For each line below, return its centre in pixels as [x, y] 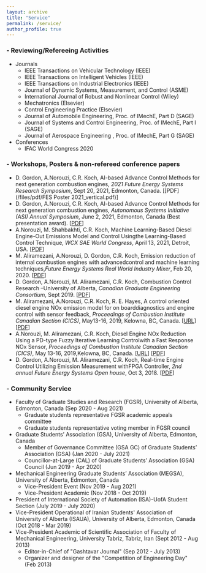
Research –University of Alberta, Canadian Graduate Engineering [98, 288]
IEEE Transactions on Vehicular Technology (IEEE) [87, 70]
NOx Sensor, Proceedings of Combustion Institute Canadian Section [101, 346]
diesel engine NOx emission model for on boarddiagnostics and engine [105, 307]
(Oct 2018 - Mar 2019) [43, 526]
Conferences [32, 142]
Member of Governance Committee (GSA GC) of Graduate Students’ [111, 448]
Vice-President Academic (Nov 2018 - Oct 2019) [86, 493]
